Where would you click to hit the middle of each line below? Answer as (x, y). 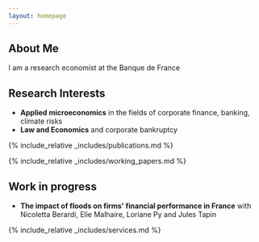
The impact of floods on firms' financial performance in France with (136, 206)
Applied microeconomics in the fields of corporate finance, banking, (135, 113)
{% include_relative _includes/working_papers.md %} (98, 161)
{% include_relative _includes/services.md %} (85, 230)
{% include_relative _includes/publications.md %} (91, 145)
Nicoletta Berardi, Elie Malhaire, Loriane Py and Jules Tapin (118, 215)
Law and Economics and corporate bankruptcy (99, 130)
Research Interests (57, 93)
